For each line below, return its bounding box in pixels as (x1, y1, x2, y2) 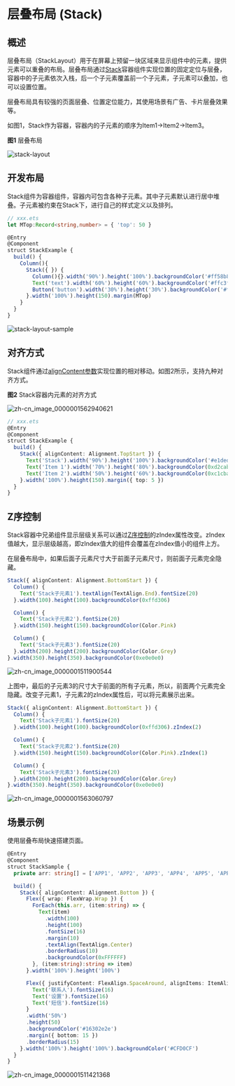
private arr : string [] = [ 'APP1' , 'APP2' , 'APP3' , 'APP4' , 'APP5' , (13, 870, 215, 877)
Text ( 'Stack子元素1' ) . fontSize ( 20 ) (20, 717, 120, 724)
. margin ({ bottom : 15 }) (25, 1031, 99, 1039)
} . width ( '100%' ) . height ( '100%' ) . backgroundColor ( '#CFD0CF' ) (20, 1045, 199, 1052)
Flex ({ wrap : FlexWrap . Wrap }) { (25, 895, 124, 902)
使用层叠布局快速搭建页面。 (7, 837, 87, 845)
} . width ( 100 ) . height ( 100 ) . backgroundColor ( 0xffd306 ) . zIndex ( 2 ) (13, 724, 202, 731)
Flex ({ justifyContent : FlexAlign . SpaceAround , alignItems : (25, 980, 205, 987)
